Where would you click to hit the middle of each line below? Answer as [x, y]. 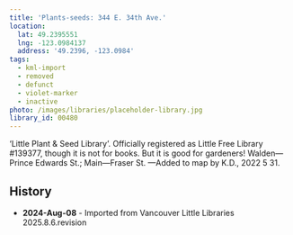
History [31, 191]
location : [28, 26]
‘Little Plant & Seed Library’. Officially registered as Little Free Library [136, 144]
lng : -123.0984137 [52, 43]
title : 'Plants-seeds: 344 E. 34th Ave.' [88, 18]
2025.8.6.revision [54, 222]
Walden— [265, 153]
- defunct [36, 85]
